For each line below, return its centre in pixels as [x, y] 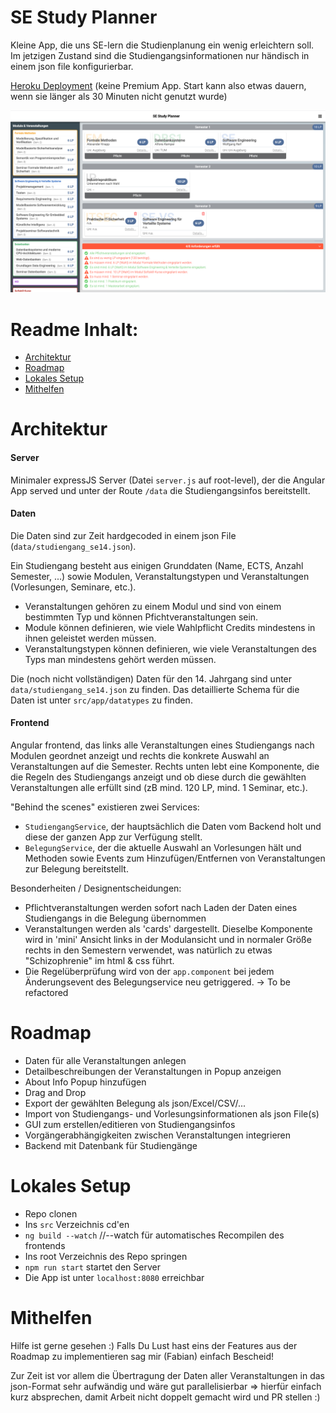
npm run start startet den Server [92, 1267]
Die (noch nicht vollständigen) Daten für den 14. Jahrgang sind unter [151, 678]
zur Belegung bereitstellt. [76, 869]
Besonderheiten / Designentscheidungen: [96, 888]
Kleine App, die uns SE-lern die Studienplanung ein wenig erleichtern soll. [162, 45]
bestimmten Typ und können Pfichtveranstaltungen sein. [141, 617]
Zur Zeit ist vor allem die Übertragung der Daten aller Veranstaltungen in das [167, 1375]
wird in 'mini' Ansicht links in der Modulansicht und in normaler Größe [168, 940]
